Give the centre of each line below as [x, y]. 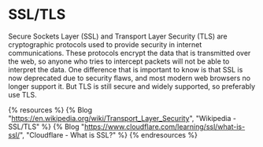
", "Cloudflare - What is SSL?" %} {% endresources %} [109, 134]
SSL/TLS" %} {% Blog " [46, 127]
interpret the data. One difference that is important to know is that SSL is [126, 69]
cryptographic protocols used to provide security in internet [105, 44]
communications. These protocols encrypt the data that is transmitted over [130, 53]
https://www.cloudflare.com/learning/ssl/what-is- [165, 127]
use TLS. [22, 94]
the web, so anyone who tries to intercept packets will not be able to [119, 61]
